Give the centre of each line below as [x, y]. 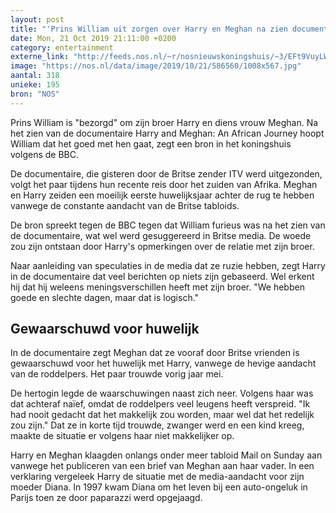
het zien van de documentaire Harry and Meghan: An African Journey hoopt [167, 133]
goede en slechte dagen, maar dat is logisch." [105, 297]
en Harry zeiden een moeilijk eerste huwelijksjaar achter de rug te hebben [162, 195]
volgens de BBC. [44, 154]
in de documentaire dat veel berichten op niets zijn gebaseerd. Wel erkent [162, 276]
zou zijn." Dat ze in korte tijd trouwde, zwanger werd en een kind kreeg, [157, 425]
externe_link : [40, 57]
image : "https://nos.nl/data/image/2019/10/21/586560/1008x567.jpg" [156, 66]
